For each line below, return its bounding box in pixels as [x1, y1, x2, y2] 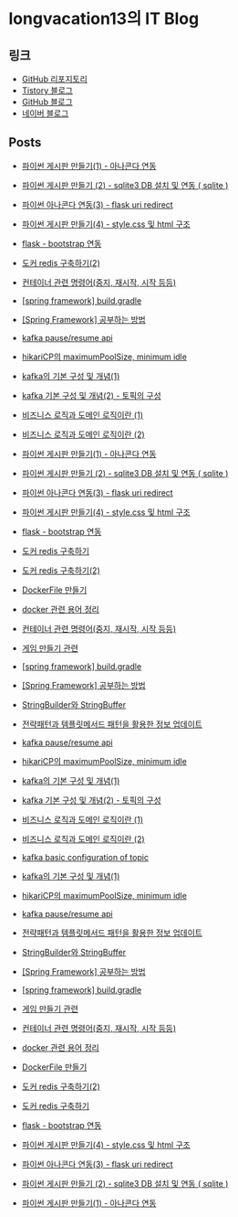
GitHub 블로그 [21, 97, 74, 107]
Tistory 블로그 [21, 85, 74, 96]
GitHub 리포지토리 [21, 74, 88, 84]
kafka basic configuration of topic [21, 851, 150, 862]
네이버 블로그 [21, 108, 69, 119]
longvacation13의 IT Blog [8, 8, 200, 29]
